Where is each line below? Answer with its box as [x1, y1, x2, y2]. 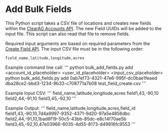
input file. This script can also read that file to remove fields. [5, 31, 130, 37]
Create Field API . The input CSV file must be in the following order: [5, 46, 144, 52]
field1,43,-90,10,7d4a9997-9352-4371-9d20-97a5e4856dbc [5, 110, 131, 116]
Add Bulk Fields [5, 4, 72, 15]
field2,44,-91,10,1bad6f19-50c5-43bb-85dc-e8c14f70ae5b [5, 115, 127, 121]
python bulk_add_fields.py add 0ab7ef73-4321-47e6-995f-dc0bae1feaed [5, 75, 157, 81]
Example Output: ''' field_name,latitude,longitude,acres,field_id [5, 105, 136, 111]
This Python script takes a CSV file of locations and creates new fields [5, 20, 151, 26]
